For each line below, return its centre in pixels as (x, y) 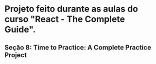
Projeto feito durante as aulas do (71, 9)
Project (16, 55)
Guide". (20, 30)
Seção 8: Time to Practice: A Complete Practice (78, 47)
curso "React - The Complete (65, 19)
